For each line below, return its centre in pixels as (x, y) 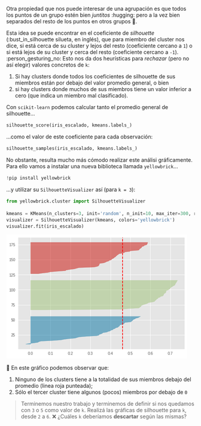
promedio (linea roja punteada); (54, 386)
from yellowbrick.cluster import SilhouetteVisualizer (76, 201)
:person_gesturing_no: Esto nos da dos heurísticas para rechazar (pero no (98, 58)
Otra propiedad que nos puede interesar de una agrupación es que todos (96, 9)
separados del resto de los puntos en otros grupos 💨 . (72, 21)
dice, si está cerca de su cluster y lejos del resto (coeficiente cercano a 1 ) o (99, 46)
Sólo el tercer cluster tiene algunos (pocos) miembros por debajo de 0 (101, 392)
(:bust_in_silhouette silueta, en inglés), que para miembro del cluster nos (95, 39)
